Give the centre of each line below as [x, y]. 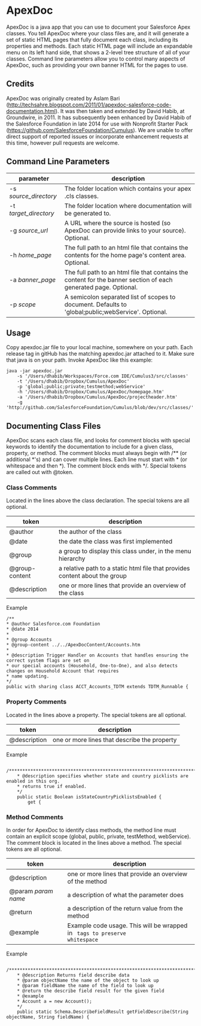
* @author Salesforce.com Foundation [53, 624]
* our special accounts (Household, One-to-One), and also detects [92, 666]
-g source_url [29, 230]
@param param [31, 891]
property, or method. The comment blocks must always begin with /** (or [97, 453]
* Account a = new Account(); [55, 1001]
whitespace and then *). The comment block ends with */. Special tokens [96, 466]
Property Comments [36, 702]
